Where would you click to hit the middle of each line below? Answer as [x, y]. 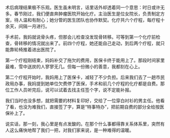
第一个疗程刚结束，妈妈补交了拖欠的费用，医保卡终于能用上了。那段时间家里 [85, 60]
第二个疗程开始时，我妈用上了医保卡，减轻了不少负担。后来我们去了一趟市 [83, 77]
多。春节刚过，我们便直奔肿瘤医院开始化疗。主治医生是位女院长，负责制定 [83, 14]
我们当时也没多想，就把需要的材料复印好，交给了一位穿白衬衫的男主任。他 [83, 100]
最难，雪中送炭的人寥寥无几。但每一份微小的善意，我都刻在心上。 [74, 66]
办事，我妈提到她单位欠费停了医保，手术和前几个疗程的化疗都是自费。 [87, 84]
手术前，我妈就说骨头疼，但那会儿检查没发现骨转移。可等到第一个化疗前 [80, 37]
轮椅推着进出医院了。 [36, 50]
